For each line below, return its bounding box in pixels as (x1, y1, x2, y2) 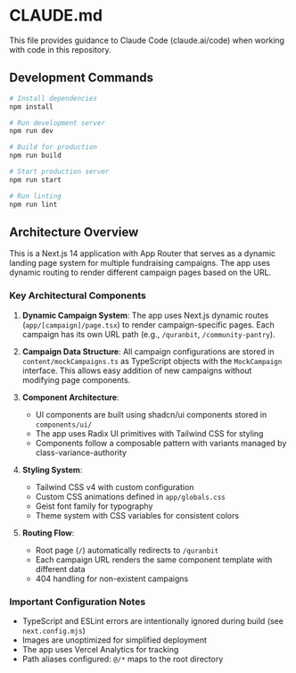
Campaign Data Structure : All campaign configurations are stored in (21, 345, 275, 357)
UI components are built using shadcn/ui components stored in (35, 409, 267, 420)
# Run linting (9, 191, 62, 201)
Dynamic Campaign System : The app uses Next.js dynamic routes (21, 310, 269, 320)
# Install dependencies (9, 94, 98, 103)
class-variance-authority (35, 447, 127, 458)
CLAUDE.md (9, 5, 103, 26)
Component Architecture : (21, 392, 119, 403)
